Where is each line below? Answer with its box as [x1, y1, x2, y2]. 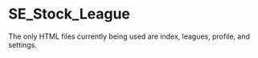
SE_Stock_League [8, 5, 130, 23]
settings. [8, 39, 38, 49]
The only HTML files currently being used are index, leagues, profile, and [8, 31, 251, 41]
